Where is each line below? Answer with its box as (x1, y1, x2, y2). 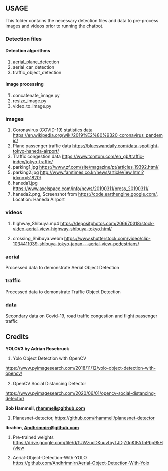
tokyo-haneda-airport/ (12, 148, 59, 154)
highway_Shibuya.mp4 (12, 220, 59, 226)
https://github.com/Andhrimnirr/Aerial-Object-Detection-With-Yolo (12, 460, 149, 466)
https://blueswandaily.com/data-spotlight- (72, 143, 159, 149)
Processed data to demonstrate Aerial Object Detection (5, 265, 119, 271)
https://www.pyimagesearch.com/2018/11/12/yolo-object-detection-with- (5, 365, 156, 371)
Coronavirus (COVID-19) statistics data (12, 127, 93, 133)
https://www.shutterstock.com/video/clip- (64, 235, 151, 241)
